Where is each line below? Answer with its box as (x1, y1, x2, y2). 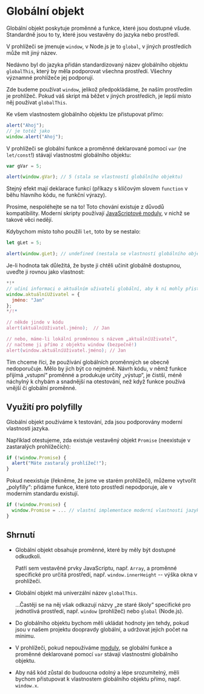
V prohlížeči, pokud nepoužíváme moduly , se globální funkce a (15, 644, 172, 651)
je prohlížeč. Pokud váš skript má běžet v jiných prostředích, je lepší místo (6, 92, 191, 99)
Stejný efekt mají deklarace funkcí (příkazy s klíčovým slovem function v (6, 185, 188, 193)
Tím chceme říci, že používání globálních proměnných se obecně (6, 358, 169, 366)
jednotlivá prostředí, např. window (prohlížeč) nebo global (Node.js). (15, 607, 184, 615)
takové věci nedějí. (6, 216, 53, 224)
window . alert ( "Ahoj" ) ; (6, 133, 64, 140)
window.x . (15, 681, 39, 689)
